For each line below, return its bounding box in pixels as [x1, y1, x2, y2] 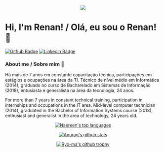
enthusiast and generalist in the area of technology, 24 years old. [5, 113, 138, 119]
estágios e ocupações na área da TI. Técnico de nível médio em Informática [5, 77, 160, 83]
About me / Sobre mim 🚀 [5, 61, 65, 67]
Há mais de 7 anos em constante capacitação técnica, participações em [5, 72, 152, 78]
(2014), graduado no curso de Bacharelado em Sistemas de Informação [5, 82, 151, 88]
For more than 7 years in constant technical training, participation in [5, 97, 143, 103]
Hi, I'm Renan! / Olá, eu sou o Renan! [5, 22, 157, 33]
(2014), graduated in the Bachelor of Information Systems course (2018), [5, 108, 153, 114]
